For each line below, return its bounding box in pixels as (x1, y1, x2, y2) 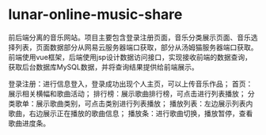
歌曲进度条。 (8, 118, 50, 128)
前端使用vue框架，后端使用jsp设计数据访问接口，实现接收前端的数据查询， (8, 52, 252, 62)
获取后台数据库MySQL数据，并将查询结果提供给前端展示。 (8, 62, 199, 72)
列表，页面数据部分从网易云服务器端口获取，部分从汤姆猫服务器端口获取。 (14, 42, 258, 52)
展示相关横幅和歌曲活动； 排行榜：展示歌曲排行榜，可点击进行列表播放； (8, 88, 246, 98)
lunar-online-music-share (8, 6, 183, 24)
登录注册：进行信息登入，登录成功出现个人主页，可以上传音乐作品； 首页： (8, 79, 253, 88)
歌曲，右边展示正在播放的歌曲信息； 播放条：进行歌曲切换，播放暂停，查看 (8, 108, 253, 118)
